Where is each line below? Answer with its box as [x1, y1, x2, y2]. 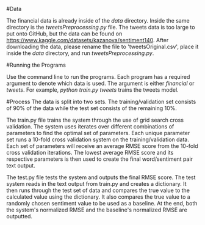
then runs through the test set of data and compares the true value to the [6, 186, 190, 194]
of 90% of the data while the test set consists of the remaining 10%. [6, 105, 177, 112]
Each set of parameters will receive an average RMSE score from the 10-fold [6, 142, 198, 149]
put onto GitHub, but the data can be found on [6, 30, 123, 37]
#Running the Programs [6, 61, 66, 68]
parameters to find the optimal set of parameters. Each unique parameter [6, 130, 190, 136]
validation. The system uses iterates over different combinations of [6, 123, 174, 130]
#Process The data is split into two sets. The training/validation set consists [6, 98, 196, 105]
